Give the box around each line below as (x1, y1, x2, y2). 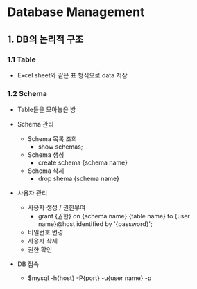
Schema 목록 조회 (27, 135, 78, 143)
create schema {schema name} (37, 158, 128, 167)
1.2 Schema (7, 88, 47, 98)
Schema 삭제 (27, 167, 65, 175)
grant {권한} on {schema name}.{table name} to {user (37, 212, 191, 221)
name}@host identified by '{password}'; (37, 220, 153, 228)
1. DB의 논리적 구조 (7, 33, 84, 45)
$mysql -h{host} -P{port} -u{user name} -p (27, 274, 152, 282)
